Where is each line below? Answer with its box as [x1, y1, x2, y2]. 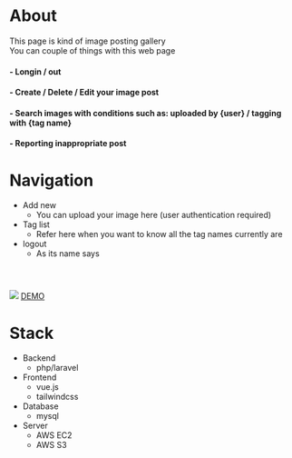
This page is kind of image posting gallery [9, 35, 166, 46]
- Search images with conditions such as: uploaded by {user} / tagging [9, 107, 282, 118]
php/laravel [35, 363, 79, 373]
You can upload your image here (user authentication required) [35, 210, 272, 221]
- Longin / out [9, 65, 62, 77]
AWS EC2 [35, 430, 73, 441]
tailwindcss [35, 392, 79, 403]
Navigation [9, 170, 93, 191]
